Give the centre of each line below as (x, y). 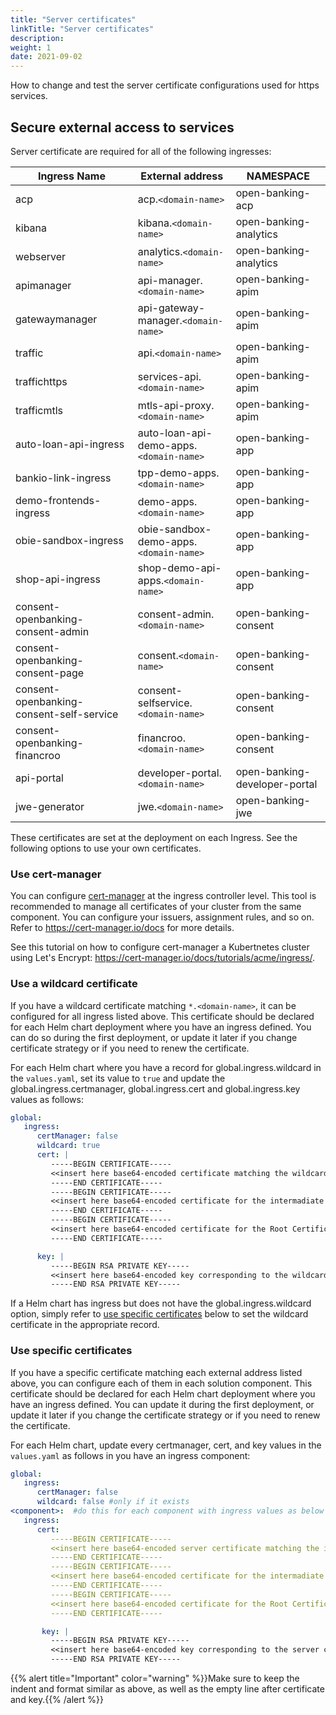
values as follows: (47, 1099)
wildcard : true (68, 1146)
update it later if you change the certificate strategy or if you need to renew (165, 1415)
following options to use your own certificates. (106, 848)
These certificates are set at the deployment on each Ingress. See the (154, 837)
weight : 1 (31, 47)
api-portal (39, 778)
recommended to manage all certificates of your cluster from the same (156, 907)
